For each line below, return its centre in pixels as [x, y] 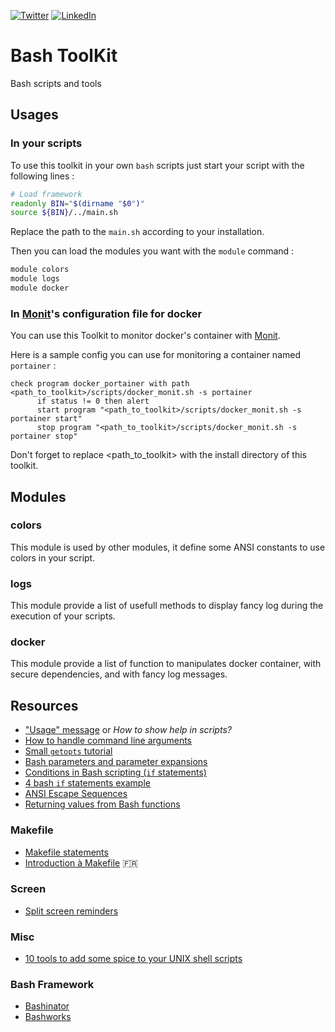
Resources [44, 705]
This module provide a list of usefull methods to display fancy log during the [167, 606]
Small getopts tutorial [68, 751]
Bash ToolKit [64, 56]
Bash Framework [52, 985]
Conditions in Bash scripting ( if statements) [115, 772]
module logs [35, 279]
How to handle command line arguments [108, 741]
